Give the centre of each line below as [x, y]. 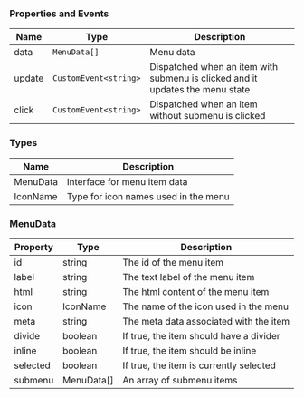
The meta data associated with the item [206, 321]
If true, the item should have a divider [201, 335]
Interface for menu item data [127, 181]
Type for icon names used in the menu [148, 196]
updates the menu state [199, 90]
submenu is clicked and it [203, 78]
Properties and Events [59, 14]
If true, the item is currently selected [199, 365]
